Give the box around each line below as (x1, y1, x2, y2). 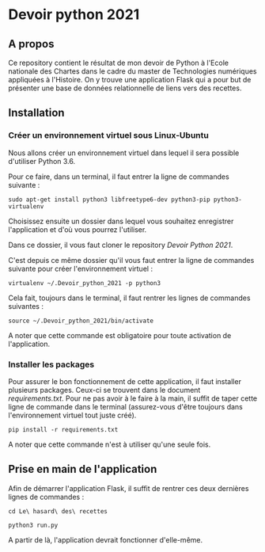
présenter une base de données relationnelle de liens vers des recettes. (8, 83, 242, 93)
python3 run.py (8, 521, 59, 529)
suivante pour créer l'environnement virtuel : (8, 264, 153, 273)
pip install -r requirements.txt (8, 425, 119, 433)
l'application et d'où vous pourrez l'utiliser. (8, 224, 147, 234)
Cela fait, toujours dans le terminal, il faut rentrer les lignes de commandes (8, 293, 251, 303)
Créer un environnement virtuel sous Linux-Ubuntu (8, 130, 210, 141)
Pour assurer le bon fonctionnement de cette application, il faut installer (8, 376, 241, 386)
